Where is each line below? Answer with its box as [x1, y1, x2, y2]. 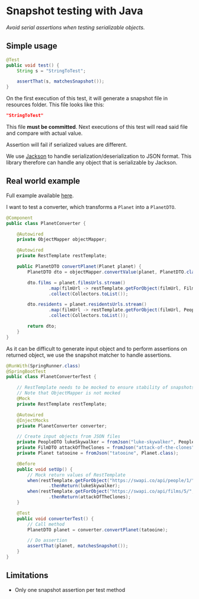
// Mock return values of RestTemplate [27, 472, 126, 478]
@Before [17, 461, 36, 467]
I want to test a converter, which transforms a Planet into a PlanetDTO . [6, 203, 176, 210]
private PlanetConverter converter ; [17, 423, 108, 429]
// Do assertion [27, 537, 68, 544]
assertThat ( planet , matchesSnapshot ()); [27, 543, 129, 549]
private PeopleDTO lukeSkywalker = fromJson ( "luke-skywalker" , [17, 439, 176, 445]
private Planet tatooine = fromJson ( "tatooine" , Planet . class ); [17, 450, 179, 457]
